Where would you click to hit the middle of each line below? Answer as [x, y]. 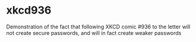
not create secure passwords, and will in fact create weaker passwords [94, 33]
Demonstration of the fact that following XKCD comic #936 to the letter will [98, 27]
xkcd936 [29, 10]
